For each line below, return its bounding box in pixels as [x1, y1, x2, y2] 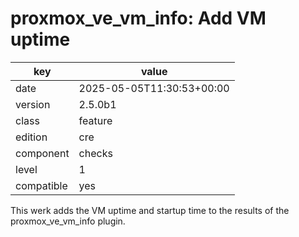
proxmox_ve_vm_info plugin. [10, 215, 126, 227]
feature [78, 113, 113, 127]
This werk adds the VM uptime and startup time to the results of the [10, 204, 290, 216]
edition [15, 130, 48, 144]
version [15, 97, 51, 111]
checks [78, 146, 113, 160]
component [15, 146, 70, 160]
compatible [15, 178, 68, 192]
